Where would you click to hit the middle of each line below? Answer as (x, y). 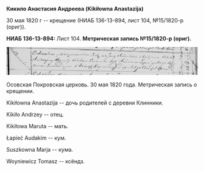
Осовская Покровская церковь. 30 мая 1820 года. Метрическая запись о (102, 85)
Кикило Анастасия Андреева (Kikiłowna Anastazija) (75, 9)
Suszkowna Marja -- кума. (40, 150)
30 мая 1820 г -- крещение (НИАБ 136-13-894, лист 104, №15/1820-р (95, 20)
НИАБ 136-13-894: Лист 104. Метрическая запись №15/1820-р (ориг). (99, 38)
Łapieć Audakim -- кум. (36, 138)
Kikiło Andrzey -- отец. (35, 115)
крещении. (20, 91)
